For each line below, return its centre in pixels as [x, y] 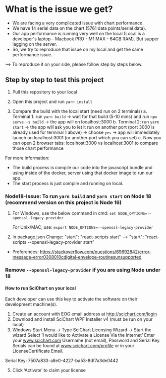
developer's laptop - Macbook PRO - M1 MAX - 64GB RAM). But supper [85, 39]
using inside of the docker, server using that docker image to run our [82, 173]
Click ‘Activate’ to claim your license [49, 370]
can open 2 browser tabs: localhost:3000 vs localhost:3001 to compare [85, 143]
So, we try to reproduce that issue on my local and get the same [78, 49]
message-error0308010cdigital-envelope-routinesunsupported [77, 257]
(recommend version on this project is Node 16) [63, 202]
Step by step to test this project [55, 80]
